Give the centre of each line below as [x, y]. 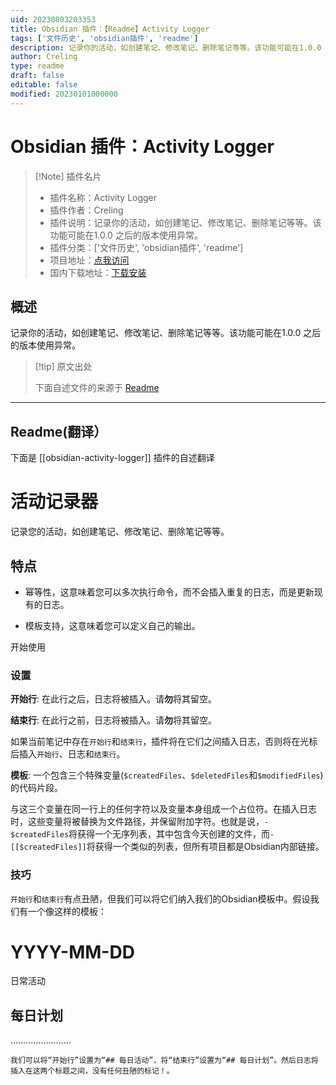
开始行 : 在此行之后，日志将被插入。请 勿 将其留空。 [113, 699]
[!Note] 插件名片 [68, 176]
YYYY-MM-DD [72, 952]
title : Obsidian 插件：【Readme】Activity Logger [110, 29]
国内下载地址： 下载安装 [98, 272]
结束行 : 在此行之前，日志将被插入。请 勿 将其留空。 [113, 720]
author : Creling [44, 57]
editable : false [44, 85]
